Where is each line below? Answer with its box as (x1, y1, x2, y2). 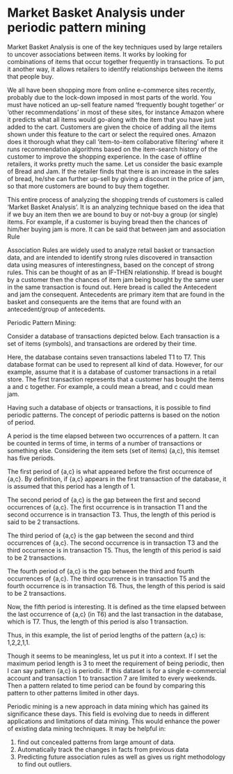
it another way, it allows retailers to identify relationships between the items (7, 65, 223, 73)
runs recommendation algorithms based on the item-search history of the (7, 145, 218, 153)
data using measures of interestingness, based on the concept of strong (7, 260, 214, 269)
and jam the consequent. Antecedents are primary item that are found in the (7, 290, 225, 299)
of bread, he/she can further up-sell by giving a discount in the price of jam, (7, 174, 225, 182)
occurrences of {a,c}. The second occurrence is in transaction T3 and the (7, 538, 219, 547)
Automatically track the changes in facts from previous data (17, 745, 189, 753)
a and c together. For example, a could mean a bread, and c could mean (7, 382, 214, 390)
